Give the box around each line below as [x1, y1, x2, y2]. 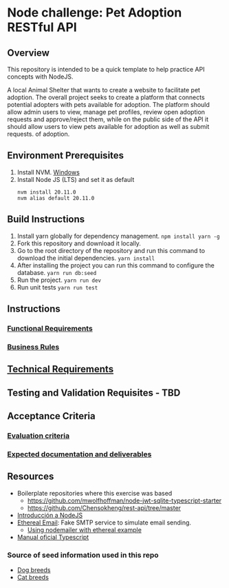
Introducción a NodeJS [17, 511, 83, 519]
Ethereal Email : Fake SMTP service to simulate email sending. [17, 518, 191, 527]
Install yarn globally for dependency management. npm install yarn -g [17, 232, 220, 240]
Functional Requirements [7, 323, 93, 333]
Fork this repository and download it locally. [17, 239, 141, 247]
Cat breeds [17, 573, 50, 581]
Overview [7, 47, 50, 59]
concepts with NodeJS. [7, 72, 74, 81]
